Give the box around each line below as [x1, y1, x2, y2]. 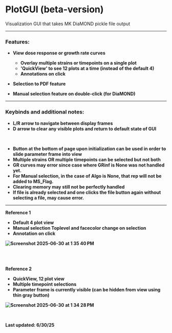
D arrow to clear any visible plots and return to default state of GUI [12, 125, 157, 132]
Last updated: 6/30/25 [5, 322, 55, 328]
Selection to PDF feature [12, 81, 66, 87]
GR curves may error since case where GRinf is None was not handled [12, 162, 165, 168]
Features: [5, 38, 30, 45]
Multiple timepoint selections [12, 281, 77, 287]
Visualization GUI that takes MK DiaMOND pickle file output [5, 21, 131, 27]
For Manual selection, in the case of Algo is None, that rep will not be [12, 173, 162, 179]
